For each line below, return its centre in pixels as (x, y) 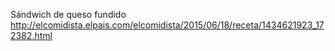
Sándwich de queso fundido (68, 14)
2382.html (31, 35)
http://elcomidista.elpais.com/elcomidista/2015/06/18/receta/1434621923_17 (167, 25)
